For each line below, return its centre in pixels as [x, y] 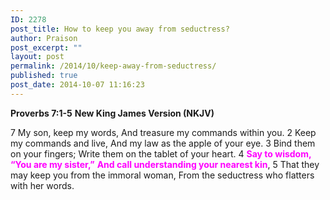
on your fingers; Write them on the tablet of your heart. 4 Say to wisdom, [161, 153]
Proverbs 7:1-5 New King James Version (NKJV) [112, 113]
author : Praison [44, 38]
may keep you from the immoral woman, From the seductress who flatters [162, 175]
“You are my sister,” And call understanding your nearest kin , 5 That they [165, 164]
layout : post [37, 57]
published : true [44, 76]
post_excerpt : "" [46, 47]
